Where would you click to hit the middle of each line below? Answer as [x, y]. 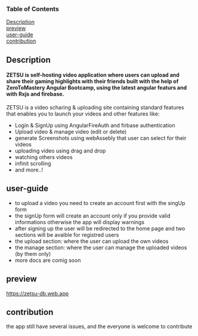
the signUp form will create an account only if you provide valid [93, 216]
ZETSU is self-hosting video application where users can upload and [93, 75]
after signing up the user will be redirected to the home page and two [100, 228]
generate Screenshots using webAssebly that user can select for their [100, 138]
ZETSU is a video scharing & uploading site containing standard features [95, 107]
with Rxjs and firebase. [35, 94]
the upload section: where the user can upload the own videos [92, 241]
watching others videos [44, 157]
